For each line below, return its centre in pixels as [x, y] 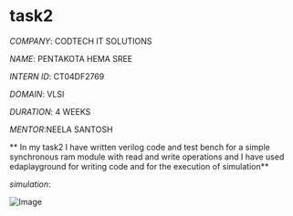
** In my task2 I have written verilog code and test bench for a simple [140, 147]
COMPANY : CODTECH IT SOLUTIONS [81, 41]
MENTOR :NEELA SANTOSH [61, 129]
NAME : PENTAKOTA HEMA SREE [71, 58]
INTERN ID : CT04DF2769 [57, 76]
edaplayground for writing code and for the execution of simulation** [139, 166]
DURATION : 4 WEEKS [50, 111]
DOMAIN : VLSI [37, 94]
